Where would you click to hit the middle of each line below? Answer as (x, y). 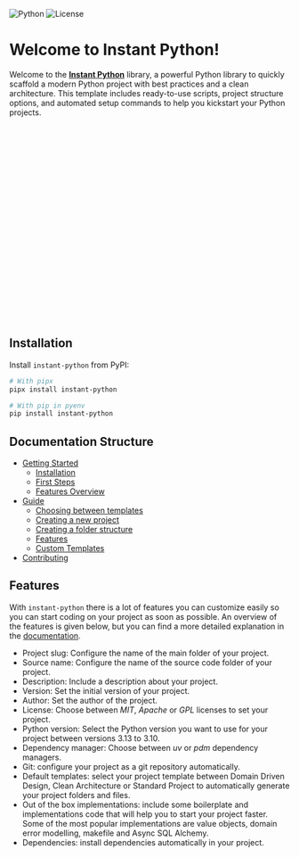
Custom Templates (70, 548)
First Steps (55, 482)
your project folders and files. (76, 795)
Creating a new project (77, 520)
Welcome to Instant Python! (114, 50)
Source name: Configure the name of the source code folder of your (147, 662)
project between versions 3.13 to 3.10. (91, 738)
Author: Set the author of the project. (90, 700)
